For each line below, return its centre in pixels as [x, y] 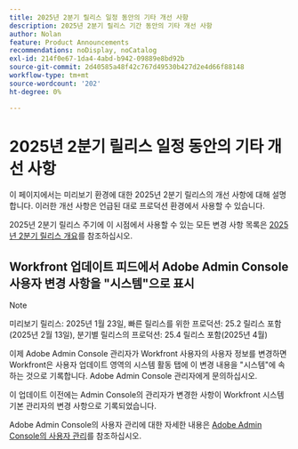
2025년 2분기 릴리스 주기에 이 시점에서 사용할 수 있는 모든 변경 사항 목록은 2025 [149, 225]
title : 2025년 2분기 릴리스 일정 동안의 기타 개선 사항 [99, 17]
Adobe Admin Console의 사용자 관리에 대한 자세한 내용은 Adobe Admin [136, 425]
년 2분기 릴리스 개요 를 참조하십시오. [71, 236]
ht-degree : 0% [36, 92]
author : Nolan [36, 34]
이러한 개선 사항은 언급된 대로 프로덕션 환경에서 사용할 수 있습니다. [150, 206]
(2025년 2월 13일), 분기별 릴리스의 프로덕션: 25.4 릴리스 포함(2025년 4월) [139, 335]
